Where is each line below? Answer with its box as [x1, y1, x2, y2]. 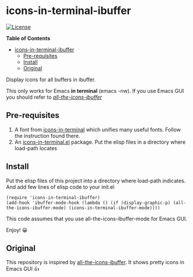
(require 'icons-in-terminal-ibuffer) [6, 195, 100, 200]
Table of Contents [6, 34, 51, 41]
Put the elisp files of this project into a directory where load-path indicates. [6, 177, 186, 184]
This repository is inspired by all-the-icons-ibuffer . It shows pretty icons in [6, 259, 185, 266]
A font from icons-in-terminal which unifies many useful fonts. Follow [14, 126, 181, 133]
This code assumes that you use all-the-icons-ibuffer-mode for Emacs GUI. [6, 215, 188, 222]
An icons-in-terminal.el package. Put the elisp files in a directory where [14, 138, 186, 146]
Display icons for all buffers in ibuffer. [6, 76, 96, 83]
